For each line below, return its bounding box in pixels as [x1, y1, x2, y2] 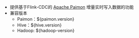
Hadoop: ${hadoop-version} [17, 28, 75, 33]
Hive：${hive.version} [17, 22, 62, 28]
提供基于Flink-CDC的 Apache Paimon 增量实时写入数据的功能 [9, 4, 134, 10]
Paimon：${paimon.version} [17, 16, 75, 22]
